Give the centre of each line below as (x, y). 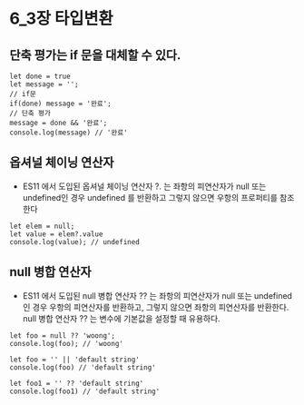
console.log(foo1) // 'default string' (85, 391)
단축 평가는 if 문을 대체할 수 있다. (95, 55)
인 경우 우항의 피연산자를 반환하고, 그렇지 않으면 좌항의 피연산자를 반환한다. (156, 307)
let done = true (40, 76)
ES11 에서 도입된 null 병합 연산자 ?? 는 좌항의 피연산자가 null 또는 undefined (157, 295)
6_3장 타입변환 (61, 19)
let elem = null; (42, 226)
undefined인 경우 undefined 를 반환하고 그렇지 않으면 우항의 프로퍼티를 (150, 197)
